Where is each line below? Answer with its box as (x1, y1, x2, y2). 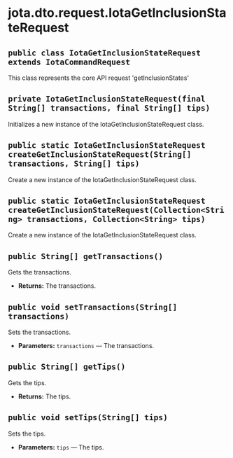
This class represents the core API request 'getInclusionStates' (8, 74, 190, 82)
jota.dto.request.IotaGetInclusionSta (8, 5, 227, 21)
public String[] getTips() (8, 362, 126, 372)
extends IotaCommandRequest (8, 57, 131, 67)
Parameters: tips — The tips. (17, 443, 104, 451)
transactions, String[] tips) (8, 159, 140, 169)
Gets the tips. (8, 378, 47, 387)
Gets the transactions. (8, 268, 72, 277)
